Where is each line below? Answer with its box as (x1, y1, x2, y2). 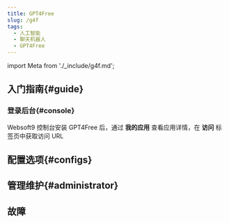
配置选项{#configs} (7, 154, 93, 166)
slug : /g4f (7, 17, 39, 24)
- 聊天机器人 (13, 36, 47, 43)
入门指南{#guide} (7, 83, 84, 95)
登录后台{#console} (7, 106, 75, 115)
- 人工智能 (13, 29, 41, 37)
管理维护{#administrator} (7, 180, 119, 192)
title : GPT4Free (7, 10, 54, 17)
